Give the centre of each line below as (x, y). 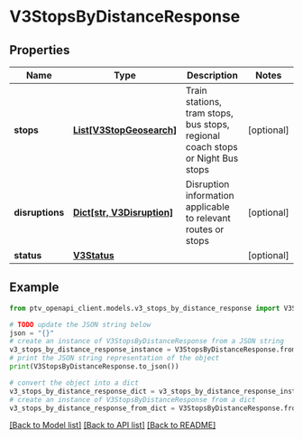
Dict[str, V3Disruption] (123, 212)
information (210, 196)
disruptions (39, 212)
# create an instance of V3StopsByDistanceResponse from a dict (133, 399)
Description (212, 75)
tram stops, (209, 113)
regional (203, 135)
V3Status (93, 255)
